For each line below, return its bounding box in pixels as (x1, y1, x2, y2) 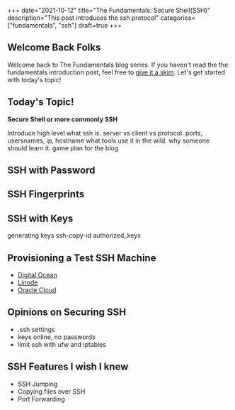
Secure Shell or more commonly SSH (7, 115, 118, 123)
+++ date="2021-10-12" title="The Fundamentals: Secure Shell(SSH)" (7, 6, 211, 14)
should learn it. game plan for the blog (7, 143, 119, 152)
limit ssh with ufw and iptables (17, 340, 107, 348)
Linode (17, 278, 38, 287)
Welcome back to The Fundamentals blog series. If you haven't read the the (7, 60, 229, 69)
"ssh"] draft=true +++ (58, 21, 122, 29)
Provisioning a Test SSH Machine (7, 252, 156, 264)
